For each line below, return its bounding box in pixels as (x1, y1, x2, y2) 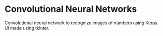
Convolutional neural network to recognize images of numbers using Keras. (4, 20, 159, 26)
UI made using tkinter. (4, 25, 50, 31)
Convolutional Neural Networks (4, 3, 137, 15)
